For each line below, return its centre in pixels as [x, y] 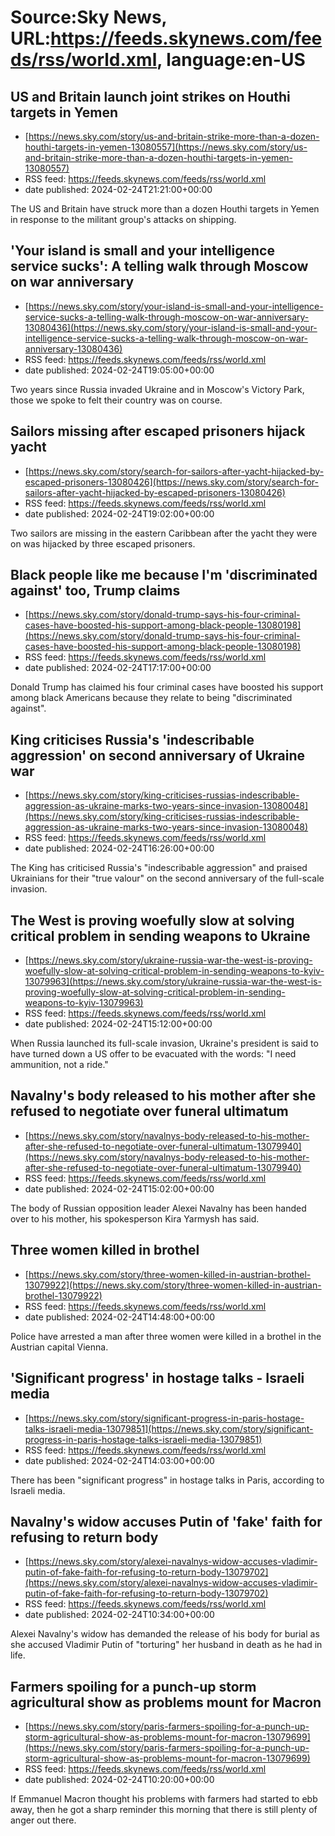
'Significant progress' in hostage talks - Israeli [157, 1378]
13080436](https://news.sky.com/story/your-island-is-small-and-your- [171, 327]
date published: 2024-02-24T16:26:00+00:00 [119, 848]
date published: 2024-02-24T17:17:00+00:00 [118, 668]
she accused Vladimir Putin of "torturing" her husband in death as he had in [166, 1645]
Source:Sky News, [89, 17]
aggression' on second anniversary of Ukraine [158, 755]
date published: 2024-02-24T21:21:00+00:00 [118, 189]
